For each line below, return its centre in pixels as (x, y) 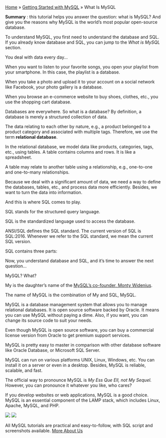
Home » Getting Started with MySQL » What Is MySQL (60, 7)
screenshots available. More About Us (44, 431)
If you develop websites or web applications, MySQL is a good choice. (77, 395)
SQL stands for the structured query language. (53, 212)
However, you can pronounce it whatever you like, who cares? (69, 385)
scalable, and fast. (24, 370)
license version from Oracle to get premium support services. (68, 335)
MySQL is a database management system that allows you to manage (76, 305)
